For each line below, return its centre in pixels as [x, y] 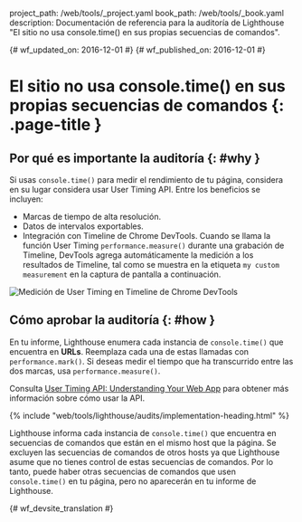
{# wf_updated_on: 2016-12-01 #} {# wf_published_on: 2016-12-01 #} [138, 50]
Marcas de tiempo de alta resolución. [91, 217]
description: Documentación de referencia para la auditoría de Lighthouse [147, 23]
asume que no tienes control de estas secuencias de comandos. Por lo [142, 461]
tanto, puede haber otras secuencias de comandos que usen [123, 471]
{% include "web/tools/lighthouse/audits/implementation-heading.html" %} [150, 415]
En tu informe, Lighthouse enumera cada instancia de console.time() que [146, 342]
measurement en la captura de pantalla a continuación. [122, 274]
